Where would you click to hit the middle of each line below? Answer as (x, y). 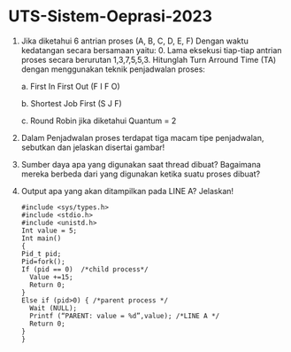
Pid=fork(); (43, 262)
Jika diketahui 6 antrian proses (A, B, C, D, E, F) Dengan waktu (134, 41)
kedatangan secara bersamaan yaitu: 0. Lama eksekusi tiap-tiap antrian (151, 50)
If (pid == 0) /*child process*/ (84, 269)
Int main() (41, 238)
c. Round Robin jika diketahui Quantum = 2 (99, 121)
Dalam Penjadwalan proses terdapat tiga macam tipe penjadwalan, (142, 137)
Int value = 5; (49, 231)
